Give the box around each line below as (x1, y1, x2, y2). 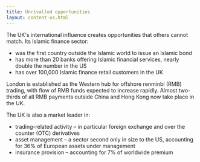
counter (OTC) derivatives (15, 129, 80, 137)
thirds (6, 93, 21, 100)
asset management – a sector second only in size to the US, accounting (15, 135, 194, 143)
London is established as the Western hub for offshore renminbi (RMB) (6, 80, 182, 88)
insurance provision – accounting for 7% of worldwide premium (15, 149, 173, 156)
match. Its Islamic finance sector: (6, 37, 89, 45)
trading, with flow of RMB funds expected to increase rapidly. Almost (6, 86, 178, 94)
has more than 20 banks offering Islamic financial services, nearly (15, 56, 179, 63)
